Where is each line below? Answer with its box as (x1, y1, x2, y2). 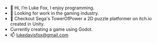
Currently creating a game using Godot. (10, 26, 93, 32)
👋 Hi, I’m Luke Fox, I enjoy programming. (10, 5, 95, 11)
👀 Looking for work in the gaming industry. (10, 10, 99, 16)
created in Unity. (10, 21, 45, 27)
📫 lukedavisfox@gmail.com (10, 32, 69, 38)
